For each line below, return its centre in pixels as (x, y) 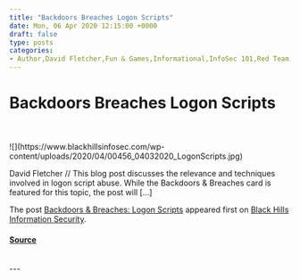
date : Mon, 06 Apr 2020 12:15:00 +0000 (83, 26)
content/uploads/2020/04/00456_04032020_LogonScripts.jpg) (126, 156)
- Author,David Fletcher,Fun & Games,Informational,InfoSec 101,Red (139, 59)
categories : (31, 51)
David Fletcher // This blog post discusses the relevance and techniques (142, 173)
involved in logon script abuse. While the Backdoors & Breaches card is (140, 183)
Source (23, 239)
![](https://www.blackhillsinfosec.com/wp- (87, 146)
